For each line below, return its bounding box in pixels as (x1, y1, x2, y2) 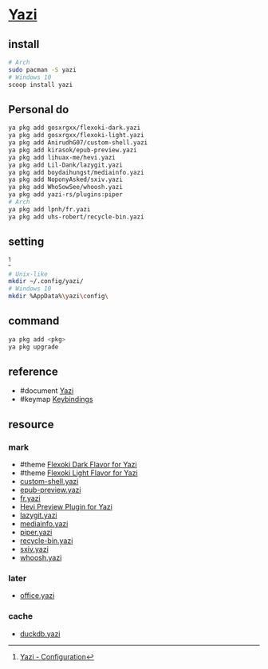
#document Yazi (19, 386, 74, 395)
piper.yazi (19, 528, 53, 537)
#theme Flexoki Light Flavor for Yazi (19, 468, 138, 478)
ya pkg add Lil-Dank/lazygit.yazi (8, 161, 124, 169)
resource (8, 417, 54, 431)
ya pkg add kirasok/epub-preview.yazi (8, 146, 137, 154)
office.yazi (19, 591, 55, 600)
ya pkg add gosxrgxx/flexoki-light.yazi (8, 132, 145, 140)
